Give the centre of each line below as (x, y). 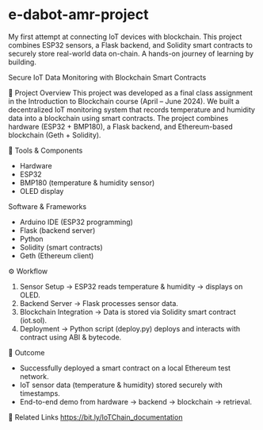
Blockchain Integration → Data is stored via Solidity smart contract (128, 312)
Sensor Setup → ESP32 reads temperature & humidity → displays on (131, 286)
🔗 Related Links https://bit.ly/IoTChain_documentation (95, 417)
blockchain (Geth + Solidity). (55, 135)
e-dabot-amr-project (78, 15)
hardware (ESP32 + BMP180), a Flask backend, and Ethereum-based (121, 126)
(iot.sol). (33, 320)
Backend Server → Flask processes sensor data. (99, 303)
